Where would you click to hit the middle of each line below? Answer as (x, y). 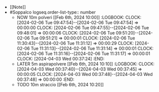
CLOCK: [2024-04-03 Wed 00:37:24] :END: (61, 59)
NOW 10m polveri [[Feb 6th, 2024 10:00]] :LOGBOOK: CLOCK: (79, 17)
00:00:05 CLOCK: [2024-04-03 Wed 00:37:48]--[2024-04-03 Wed (85, 74)
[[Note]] (18, 7)
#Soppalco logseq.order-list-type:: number (53, 12)
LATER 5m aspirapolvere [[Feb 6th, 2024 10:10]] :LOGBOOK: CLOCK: (86, 64)
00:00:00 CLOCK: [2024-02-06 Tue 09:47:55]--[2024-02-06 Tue (83, 28)
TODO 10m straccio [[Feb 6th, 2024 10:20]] (60, 84)
